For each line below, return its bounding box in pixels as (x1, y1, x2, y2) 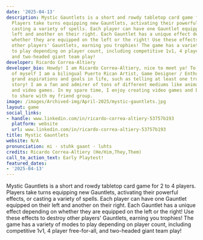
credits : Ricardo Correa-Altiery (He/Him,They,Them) (6, 149, 142, 155)
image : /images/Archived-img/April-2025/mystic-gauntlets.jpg (6, 98, 166, 104)
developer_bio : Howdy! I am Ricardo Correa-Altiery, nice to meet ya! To (6, 65, 196, 71)
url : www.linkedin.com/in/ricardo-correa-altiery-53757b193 (11, 127, 166, 133)
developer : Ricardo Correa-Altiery (6, 59, 96, 65)
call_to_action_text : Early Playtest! (6, 154, 104, 160)
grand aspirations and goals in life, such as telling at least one (11, 76, 188, 82)
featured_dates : (6, 160, 47, 166)
